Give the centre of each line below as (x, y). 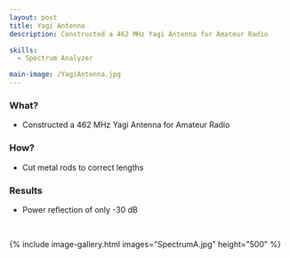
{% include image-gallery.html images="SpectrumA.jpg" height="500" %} (145, 244)
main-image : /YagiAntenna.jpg (65, 75)
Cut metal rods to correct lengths (83, 167)
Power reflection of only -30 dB (80, 209)
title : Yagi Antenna (48, 26)
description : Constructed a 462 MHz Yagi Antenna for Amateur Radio (139, 34)
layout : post (33, 17)
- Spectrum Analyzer (55, 59)
